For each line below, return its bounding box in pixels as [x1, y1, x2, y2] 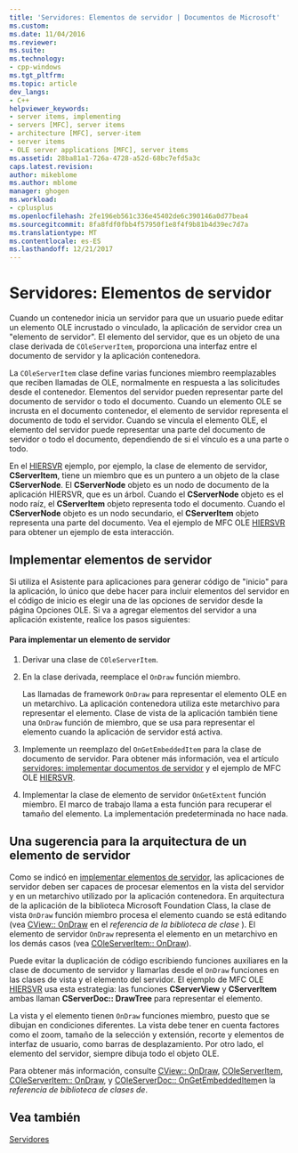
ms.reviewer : [9, 37, 58, 47]
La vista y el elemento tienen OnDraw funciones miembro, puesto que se [9, 1010, 270, 1020]
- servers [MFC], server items [9, 121, 125, 130]
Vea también [9, 1110, 81, 1125]
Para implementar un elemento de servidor [9, 634, 171, 646]
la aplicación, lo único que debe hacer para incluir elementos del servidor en [9, 585, 290, 597]
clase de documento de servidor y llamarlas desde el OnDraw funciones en [9, 964, 279, 975]
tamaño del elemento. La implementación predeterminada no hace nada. [21, 808, 289, 819]
